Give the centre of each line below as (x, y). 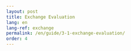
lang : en (17, 22)
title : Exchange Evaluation (41, 17)
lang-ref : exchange (30, 28)
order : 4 (17, 39)
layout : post (22, 11)
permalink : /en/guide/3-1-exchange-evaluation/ (66, 33)
